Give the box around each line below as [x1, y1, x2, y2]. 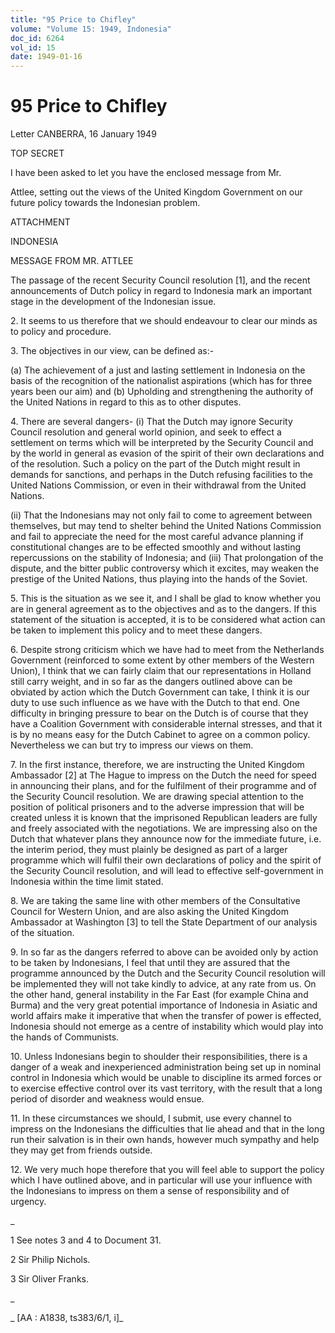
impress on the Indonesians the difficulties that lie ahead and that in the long [10, 1123, 325, 1135]
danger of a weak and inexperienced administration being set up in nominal [10, 1061, 322, 1073]
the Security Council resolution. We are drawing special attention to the [10, 791, 304, 803]
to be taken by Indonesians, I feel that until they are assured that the [10, 957, 291, 969]
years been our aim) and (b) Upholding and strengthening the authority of [10, 386, 314, 398]
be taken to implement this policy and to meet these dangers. [10, 624, 263, 636]
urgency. [10, 1196, 47, 1208]
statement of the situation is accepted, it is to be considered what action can [10, 614, 326, 626]
